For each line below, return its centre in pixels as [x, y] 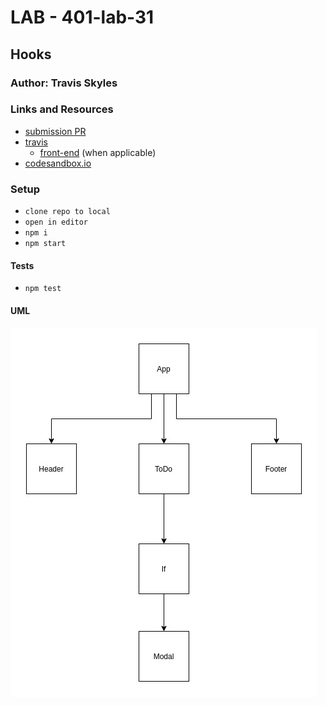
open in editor [56, 222]
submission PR [55, 131]
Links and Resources [62, 109]
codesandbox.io [58, 163]
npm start [45, 244]
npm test [43, 289]
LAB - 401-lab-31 [82, 17]
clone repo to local [67, 212]
